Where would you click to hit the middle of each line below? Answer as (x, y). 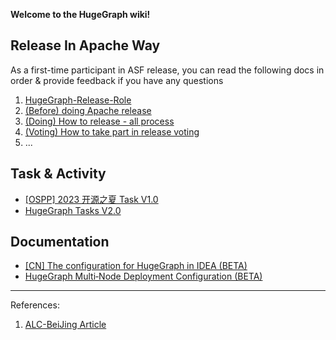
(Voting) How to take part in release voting (112, 131)
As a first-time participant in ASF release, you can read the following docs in (167, 70)
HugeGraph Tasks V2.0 (73, 210)
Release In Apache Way (85, 45)
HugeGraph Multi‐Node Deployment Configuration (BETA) (143, 276)
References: (35, 305)
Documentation (60, 242)
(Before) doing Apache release (88, 110)
